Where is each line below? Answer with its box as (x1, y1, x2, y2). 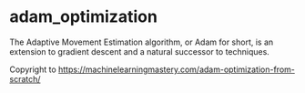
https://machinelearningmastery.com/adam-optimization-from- (57, 64, 296, 75)
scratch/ (9, 73, 41, 84)
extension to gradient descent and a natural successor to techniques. (9, 46, 270, 57)
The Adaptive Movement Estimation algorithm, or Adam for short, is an (9, 36, 274, 47)
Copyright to (9, 64, 56, 75)
